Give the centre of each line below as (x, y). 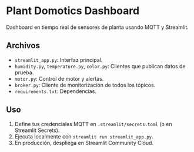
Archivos (23, 46)
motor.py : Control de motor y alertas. (59, 78)
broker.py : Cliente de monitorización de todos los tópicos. (85, 85)
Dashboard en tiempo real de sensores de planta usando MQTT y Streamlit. (98, 27)
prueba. (24, 72)
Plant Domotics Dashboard (73, 11)
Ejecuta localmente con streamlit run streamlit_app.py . (84, 136)
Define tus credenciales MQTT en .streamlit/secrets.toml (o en (93, 124)
